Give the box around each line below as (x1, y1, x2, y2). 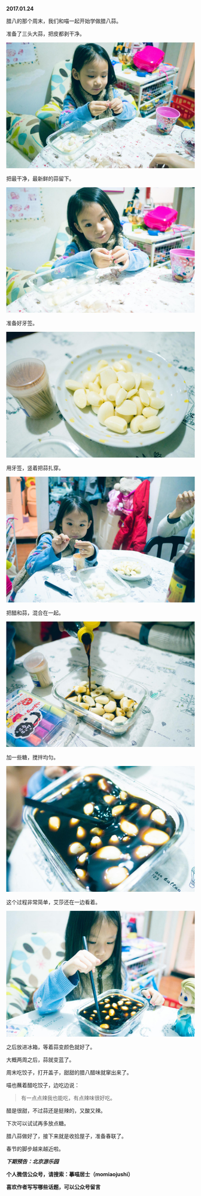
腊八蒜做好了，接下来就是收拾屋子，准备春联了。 (6, 1132, 127, 1140)
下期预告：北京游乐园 (6, 1158, 59, 1165)
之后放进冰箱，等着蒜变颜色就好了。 (6, 1043, 96, 1050)
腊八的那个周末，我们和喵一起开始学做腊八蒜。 (6, 17, 121, 25)
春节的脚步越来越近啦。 (6, 1145, 64, 1152)
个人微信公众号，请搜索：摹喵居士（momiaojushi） (6, 1170, 133, 1177)
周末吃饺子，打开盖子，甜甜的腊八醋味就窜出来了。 (6, 1068, 132, 1076)
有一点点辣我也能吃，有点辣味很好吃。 (20, 1094, 115, 1101)
